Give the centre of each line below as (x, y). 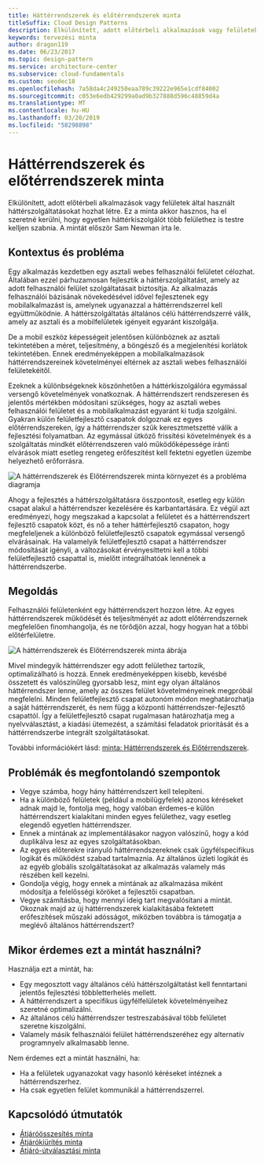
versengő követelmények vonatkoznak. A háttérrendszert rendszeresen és (128, 393)
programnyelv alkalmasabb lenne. (74, 1043)
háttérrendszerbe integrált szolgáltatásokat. (79, 733)
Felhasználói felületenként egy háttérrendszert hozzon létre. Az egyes (121, 610)
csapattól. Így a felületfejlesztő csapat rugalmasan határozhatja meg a (121, 716)
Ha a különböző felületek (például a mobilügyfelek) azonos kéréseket (131, 800)
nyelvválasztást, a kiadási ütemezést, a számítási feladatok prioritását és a (128, 724)
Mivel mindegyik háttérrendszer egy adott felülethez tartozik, (107, 666)
